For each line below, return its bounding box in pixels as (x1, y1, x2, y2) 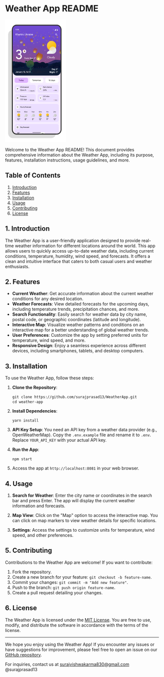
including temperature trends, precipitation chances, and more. (12, 306, 140, 312)
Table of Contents (5, 171, 61, 180)
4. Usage (5, 479, 33, 488)
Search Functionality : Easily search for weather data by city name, (12, 311, 147, 317)
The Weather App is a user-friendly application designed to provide (5, 237, 141, 243)
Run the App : (12, 446, 40, 453)
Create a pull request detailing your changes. (12, 589, 103, 595)
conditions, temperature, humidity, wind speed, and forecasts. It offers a (5, 253, 150, 259)
